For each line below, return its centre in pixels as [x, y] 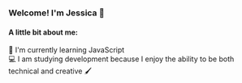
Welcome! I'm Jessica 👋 [56, 13]
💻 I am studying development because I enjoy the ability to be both [121, 59]
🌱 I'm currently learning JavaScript [67, 50]
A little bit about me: [43, 32]
